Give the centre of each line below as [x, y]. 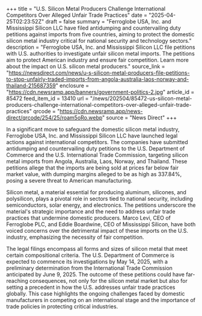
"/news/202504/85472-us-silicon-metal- [141, 98]
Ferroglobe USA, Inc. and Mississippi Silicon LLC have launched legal [92, 136]
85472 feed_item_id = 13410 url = [47, 98]
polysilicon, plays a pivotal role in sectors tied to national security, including [100, 199]
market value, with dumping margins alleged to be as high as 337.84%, [94, 174]
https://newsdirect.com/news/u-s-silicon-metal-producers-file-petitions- [99, 73]
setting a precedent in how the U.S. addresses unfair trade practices [91, 287]
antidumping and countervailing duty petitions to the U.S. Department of [96, 148]
